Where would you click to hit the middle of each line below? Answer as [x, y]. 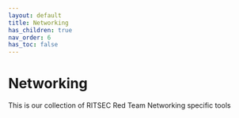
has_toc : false [33, 45]
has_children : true [40, 30]
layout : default [35, 15]
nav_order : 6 [30, 37]
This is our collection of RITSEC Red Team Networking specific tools [119, 105]
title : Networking [38, 23]
